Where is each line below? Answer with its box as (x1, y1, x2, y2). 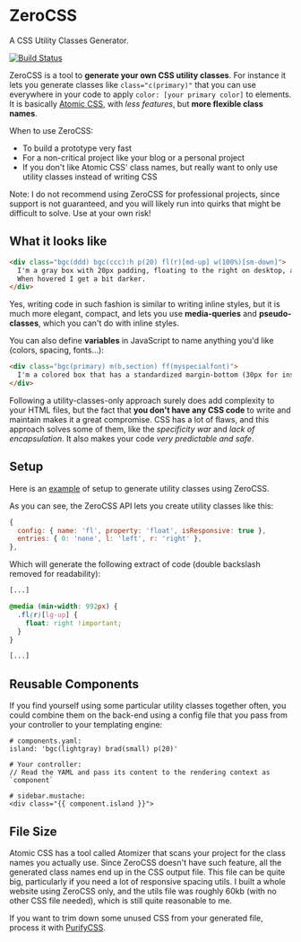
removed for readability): (9, 569, 101, 580)
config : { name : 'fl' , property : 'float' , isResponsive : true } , (17, 526, 267, 535)
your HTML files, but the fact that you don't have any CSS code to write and (9, 405, 291, 415)
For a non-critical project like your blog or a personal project (21, 152, 245, 162)
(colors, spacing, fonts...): (9, 345, 105, 355)
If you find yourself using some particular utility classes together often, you (9, 701, 287, 711)
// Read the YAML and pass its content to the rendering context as (9, 768, 271, 777)
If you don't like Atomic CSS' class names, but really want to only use (21, 161, 278, 172)
